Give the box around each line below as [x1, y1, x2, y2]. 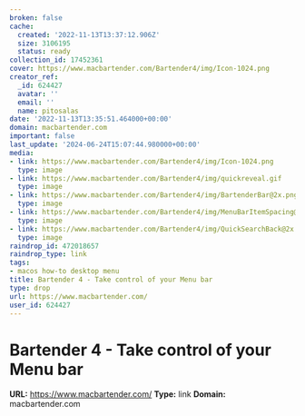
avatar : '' [17, 89, 59, 98]
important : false [9, 132, 75, 141]
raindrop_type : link [9, 250, 88, 259]
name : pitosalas [17, 106, 79, 115]
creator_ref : [9, 73, 59, 82]
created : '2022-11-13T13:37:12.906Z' [17, 30, 161, 39]
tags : [9, 258, 30, 268]
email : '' [17, 97, 54, 107]
